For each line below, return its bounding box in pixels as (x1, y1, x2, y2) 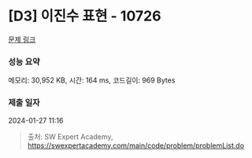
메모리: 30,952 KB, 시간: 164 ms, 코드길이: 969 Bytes (8, 75, 176, 85)
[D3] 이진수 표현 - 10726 (8, 7, 161, 25)
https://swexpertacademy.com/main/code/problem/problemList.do (27, 141, 245, 150)
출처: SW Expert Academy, (27, 131, 113, 141)
